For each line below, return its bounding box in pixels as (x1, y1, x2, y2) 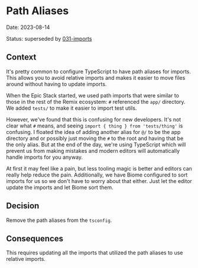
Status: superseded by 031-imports (6, 35, 92, 42)
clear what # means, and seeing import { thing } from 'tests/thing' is (6, 122, 183, 129)
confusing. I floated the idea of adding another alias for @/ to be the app (6, 128, 181, 135)
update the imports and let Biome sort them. (6, 184, 113, 191)
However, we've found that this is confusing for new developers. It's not (6, 116, 181, 123)
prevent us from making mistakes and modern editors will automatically (6, 147, 180, 154)
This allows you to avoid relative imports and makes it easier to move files (6, 74, 186, 81)
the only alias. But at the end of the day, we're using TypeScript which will (6, 140, 186, 148)
